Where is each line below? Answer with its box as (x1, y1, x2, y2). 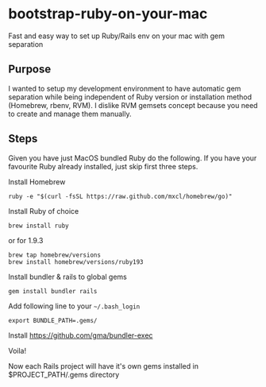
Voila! (8, 346, 27, 355)
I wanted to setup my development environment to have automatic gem (8, 83, 241, 93)
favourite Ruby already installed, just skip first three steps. (8, 161, 199, 171)
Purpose (8, 63, 52, 76)
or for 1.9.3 (8, 235, 44, 245)
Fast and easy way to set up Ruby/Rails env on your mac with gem (8, 31, 225, 41)
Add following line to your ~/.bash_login (8, 301, 141, 311)
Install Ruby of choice (8, 206, 79, 215)
